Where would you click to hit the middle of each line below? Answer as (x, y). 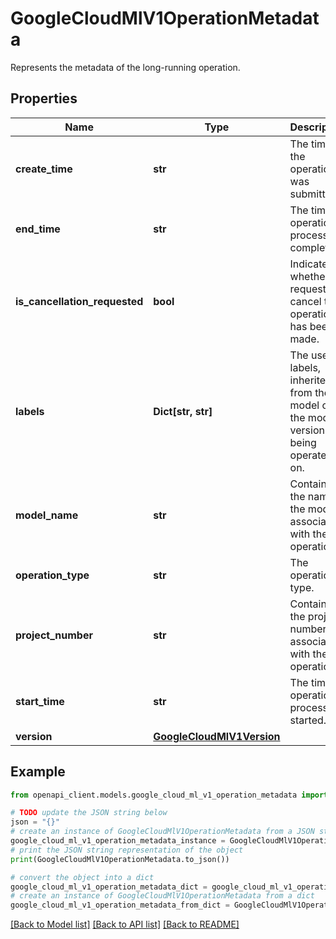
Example (38, 772)
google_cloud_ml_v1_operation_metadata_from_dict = (120, 905)
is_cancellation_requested (79, 301)
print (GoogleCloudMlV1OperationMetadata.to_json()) (120, 859)
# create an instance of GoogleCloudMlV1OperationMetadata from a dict (162, 896)
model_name (47, 515)
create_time (44, 169)
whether (309, 276)
